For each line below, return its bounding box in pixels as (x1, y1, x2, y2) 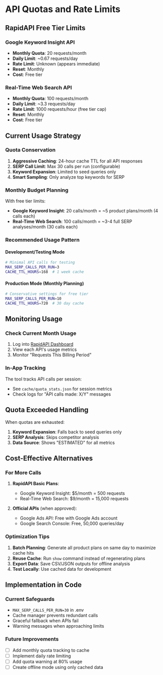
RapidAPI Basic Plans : (12, 481, 59, 487)
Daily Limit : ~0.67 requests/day (12, 55, 78, 61)
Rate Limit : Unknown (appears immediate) (12, 60, 100, 66)
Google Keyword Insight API (5, 39, 75, 46)
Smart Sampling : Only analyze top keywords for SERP (12, 174, 125, 180)
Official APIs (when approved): (12, 505, 77, 511)
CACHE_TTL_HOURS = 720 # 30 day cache (5, 301, 84, 306)
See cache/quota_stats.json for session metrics (12, 386, 112, 392)
